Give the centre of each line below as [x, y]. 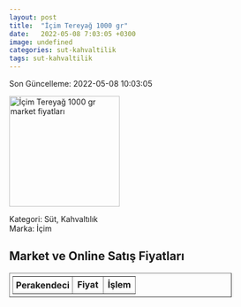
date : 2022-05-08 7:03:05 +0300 [73, 34]
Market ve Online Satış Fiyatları [97, 256]
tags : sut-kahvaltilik [51, 58]
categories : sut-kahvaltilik [63, 50]
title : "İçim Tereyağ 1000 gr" [68, 26]
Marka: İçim [30, 228]
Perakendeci [43, 285]
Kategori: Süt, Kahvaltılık [54, 219]
